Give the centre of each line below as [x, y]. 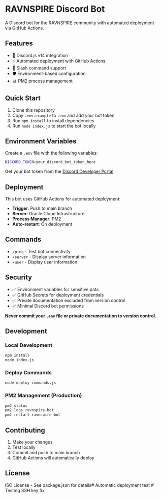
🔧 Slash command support [39, 68]
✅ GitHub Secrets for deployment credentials [58, 295]
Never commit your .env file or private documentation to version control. [81, 316]
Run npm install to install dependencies [53, 120]
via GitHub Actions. [25, 28]
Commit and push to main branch [46, 453]
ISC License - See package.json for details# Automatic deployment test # [80, 485]
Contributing [25, 430]
